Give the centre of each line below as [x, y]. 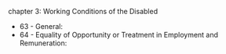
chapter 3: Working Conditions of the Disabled [83, 11]
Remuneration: [43, 43]
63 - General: [41, 26]
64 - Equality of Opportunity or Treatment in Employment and [118, 35]
